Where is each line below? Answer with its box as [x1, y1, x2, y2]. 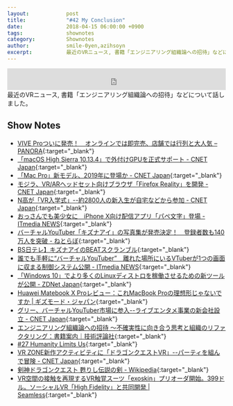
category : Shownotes [7, 36, 95, 43]
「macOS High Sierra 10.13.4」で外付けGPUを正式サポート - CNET [17, 155, 208, 163]
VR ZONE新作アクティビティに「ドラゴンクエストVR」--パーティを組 [17, 348, 214, 356]
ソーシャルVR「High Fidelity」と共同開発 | [29, 382, 150, 391]
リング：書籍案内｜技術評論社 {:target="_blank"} [29, 332, 167, 340]
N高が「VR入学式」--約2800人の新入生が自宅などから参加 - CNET [17, 196, 208, 204]
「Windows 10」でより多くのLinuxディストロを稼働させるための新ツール [17, 271, 225, 280]
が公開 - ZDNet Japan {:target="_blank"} [17, 280, 132, 288]
